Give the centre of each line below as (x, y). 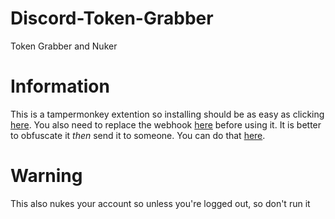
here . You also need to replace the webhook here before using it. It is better (166, 124)
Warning (46, 176)
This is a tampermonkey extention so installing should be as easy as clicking (167, 114)
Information (60, 86)
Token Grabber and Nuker (64, 46)
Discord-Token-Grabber (112, 18)
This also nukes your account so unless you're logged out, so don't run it (160, 203)
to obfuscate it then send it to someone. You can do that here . (138, 135)
